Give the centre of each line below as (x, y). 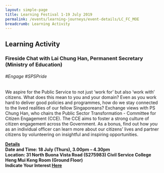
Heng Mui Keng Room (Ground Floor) (44, 160)
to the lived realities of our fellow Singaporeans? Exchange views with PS (80, 107)
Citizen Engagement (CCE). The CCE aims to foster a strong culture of (77, 118)
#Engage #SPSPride (26, 76)
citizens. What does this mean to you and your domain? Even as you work (81, 97)
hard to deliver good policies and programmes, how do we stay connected (82, 102)
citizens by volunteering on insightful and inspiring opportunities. (72, 134)
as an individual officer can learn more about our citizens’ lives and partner (82, 129)
